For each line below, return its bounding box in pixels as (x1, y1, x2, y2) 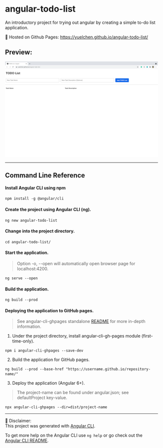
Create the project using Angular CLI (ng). (5, 206, 91, 212)
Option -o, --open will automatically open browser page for (16, 260, 135, 266)
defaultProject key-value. (16, 395, 67, 401)
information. (16, 323, 41, 329)
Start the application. (5, 250, 49, 256)
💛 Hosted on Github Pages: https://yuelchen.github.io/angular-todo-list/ (5, 34, 148, 40)
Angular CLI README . (5, 438, 49, 444)
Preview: (5, 48, 33, 56)
